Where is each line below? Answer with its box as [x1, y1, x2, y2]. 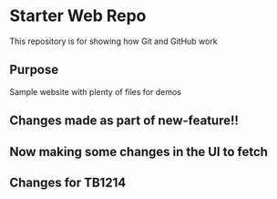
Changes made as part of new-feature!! [9, 113, 240, 129]
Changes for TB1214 [9, 174, 127, 190]
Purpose [9, 62, 59, 78]
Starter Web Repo [9, 5, 147, 26]
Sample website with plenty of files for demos [9, 86, 182, 97]
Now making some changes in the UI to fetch [9, 143, 269, 160]
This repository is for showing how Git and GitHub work [9, 36, 218, 47]
